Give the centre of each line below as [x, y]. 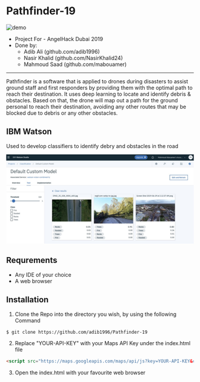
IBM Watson [29, 132]
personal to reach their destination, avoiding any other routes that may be [96, 107]
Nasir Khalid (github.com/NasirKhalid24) [73, 58]
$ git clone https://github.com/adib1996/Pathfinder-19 [77, 332]
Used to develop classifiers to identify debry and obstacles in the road [92, 146]
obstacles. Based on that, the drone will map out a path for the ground [92, 100]
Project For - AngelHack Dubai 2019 [59, 39]
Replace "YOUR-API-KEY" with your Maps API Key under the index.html [103, 343]
